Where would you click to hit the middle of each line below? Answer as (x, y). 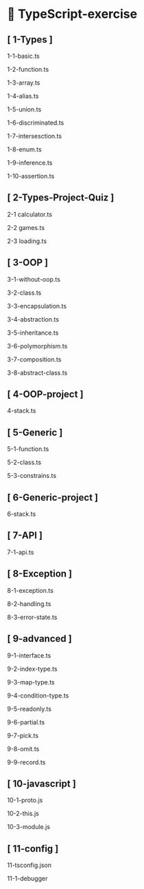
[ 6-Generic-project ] (53, 498)
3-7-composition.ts (34, 359)
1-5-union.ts (24, 109)
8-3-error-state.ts (32, 617)
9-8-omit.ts (23, 749)
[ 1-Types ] (30, 40)
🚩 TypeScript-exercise (72, 14)
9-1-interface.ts (29, 655)
